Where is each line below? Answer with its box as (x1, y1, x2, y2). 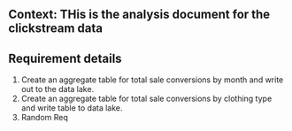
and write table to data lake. (20, 103, 123, 113)
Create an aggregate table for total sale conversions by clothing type (20, 93, 273, 104)
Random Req (20, 112, 68, 123)
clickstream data (8, 21, 104, 36)
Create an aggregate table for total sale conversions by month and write (20, 74, 284, 85)
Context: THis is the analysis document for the (8, 7, 271, 22)
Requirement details (8, 50, 122, 65)
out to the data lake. (20, 84, 95, 95)
